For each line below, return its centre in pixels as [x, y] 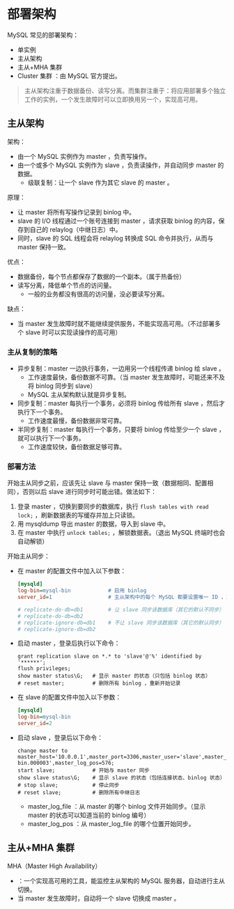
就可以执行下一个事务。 [51, 438]
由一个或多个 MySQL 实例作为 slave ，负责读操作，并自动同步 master [117, 165]
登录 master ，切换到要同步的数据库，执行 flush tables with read [113, 506]
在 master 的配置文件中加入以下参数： [72, 571]
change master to [42, 751]
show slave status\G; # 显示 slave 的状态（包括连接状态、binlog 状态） [121, 778]
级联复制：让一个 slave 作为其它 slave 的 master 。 [100, 182]
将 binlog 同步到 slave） [62, 386]
